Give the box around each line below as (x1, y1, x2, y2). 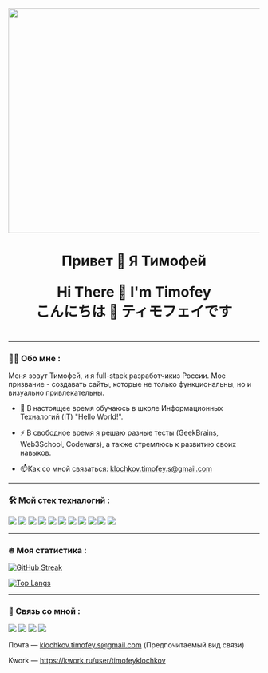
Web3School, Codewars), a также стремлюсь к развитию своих (19, 440, 237, 449)
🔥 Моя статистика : (8, 544, 88, 556)
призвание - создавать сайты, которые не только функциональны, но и (8, 380, 252, 389)
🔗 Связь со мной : (8, 606, 81, 616)
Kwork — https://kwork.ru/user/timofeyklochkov (8, 655, 166, 666)
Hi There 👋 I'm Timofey (57, 283, 211, 301)
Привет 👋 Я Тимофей (61, 252, 207, 270)
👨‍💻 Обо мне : (8, 353, 61, 364)
